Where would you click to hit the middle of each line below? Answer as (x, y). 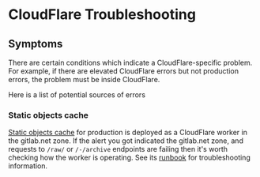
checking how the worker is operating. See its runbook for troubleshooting (129, 158)
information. (28, 166)
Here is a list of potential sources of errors (77, 95)
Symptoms (36, 44)
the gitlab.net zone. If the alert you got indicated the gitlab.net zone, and (126, 141)
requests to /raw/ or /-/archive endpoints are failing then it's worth (118, 149)
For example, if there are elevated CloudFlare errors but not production (124, 71)
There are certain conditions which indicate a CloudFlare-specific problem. (130, 62)
